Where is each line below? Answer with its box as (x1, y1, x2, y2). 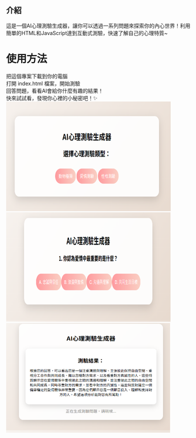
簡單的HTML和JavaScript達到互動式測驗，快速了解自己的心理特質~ (6, 29, 168, 36)
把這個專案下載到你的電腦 (6, 73, 68, 80)
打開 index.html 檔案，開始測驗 (6, 80, 81, 87)
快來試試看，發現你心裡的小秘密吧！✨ (6, 94, 98, 101)
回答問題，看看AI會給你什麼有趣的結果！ (6, 87, 104, 94)
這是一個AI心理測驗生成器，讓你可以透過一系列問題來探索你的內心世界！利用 (6, 22, 191, 29)
